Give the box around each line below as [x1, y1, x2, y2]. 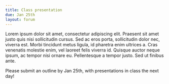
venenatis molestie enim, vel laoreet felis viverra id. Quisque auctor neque [5, 47, 160, 53]
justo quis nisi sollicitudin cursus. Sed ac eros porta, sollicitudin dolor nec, [5, 36, 160, 42]
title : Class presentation [5, 7, 62, 13]
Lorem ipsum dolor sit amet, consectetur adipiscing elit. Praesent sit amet [5, 31, 159, 37]
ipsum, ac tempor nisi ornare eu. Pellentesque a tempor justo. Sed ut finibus [5, 52, 164, 59]
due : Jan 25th [5, 12, 36, 17]
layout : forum [5, 17, 36, 22]
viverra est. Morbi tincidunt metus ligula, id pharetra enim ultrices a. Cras [5, 42, 158, 48]
